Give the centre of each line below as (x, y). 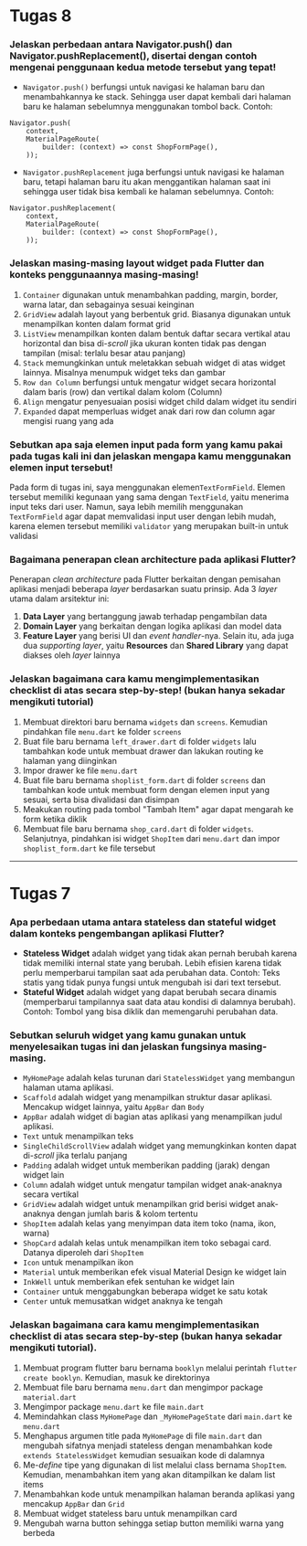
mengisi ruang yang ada (68, 420)
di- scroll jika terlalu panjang (75, 1156)
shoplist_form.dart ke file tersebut (89, 848)
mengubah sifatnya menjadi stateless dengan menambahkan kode (148, 1445)
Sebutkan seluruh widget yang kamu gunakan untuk (128, 1035)
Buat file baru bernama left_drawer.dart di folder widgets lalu (140, 741)
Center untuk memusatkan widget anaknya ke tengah (123, 1301)
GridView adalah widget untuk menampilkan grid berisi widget (139, 1204)
